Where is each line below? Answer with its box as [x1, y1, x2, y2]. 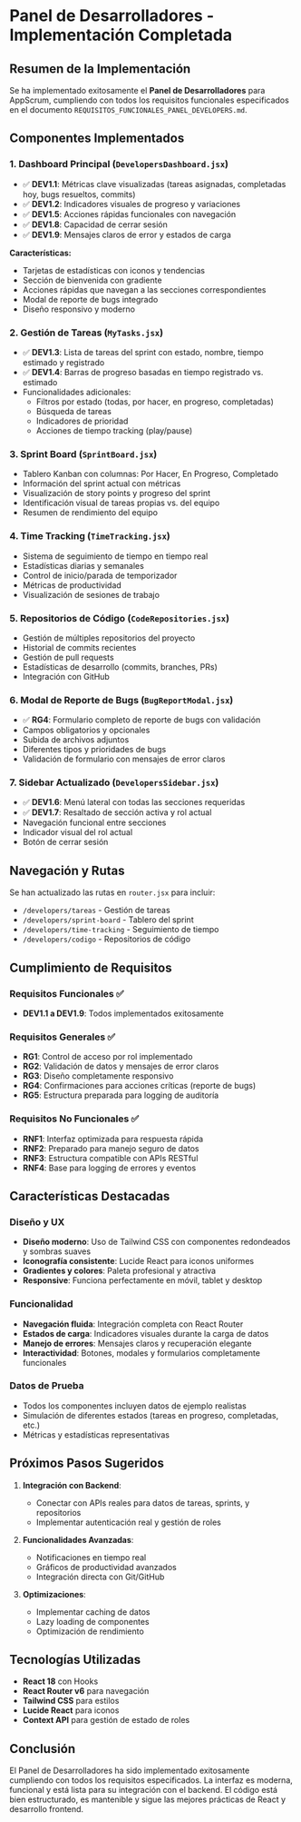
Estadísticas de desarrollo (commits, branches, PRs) [22, 661, 218, 672]
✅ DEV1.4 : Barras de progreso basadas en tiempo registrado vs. [22, 366, 264, 377]
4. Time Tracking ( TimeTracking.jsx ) [9, 530, 170, 543]
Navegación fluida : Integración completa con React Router [22, 1319, 244, 1329]
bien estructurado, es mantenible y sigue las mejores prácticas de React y [9, 1794, 286, 1805]
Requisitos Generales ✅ [9, 1030, 116, 1043]
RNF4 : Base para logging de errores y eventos [22, 1162, 197, 1173]
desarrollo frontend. [9, 1804, 84, 1815]
